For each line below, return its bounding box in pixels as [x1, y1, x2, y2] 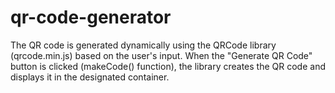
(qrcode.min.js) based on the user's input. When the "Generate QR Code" [10, 49, 313, 61]
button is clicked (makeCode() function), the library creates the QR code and [10, 60, 326, 72]
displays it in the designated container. [10, 71, 170, 83]
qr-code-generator [10, 6, 172, 29]
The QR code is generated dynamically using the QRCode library [10, 39, 277, 51]
